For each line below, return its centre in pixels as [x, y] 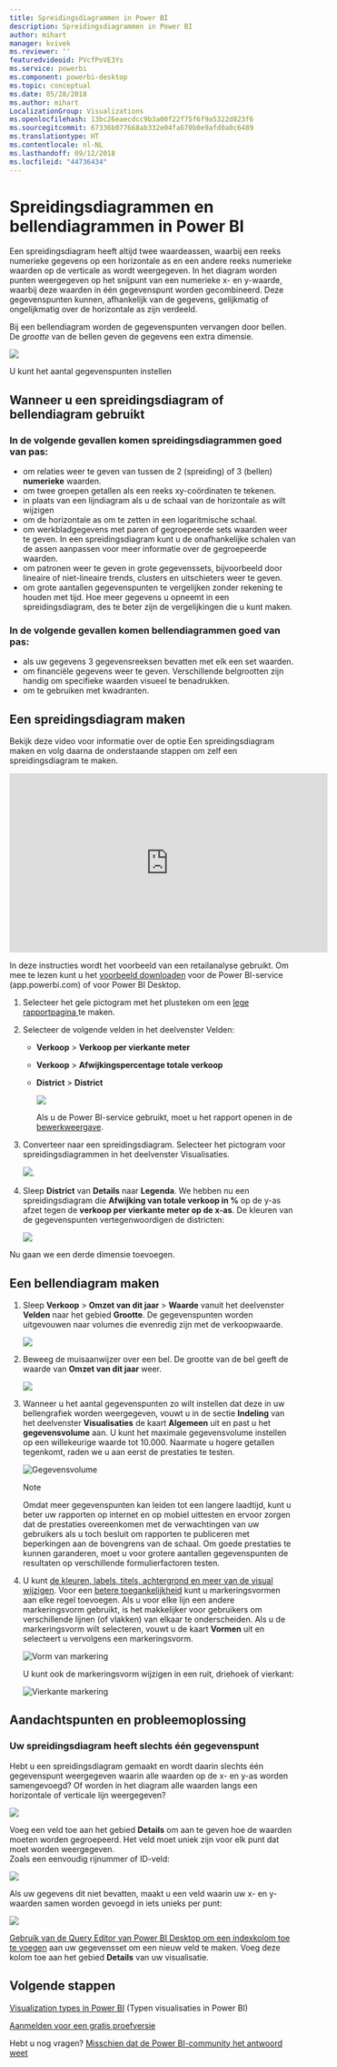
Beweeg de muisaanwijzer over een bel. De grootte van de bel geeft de [155, 1359]
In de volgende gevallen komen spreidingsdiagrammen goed [146, 440]
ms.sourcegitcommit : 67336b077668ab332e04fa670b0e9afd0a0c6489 [132, 128]
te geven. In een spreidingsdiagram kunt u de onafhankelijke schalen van [159, 539]
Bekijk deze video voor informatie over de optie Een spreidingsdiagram [142, 741]
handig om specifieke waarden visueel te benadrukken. [126, 681]
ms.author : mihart [44, 102]
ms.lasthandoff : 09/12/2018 [63, 153]
